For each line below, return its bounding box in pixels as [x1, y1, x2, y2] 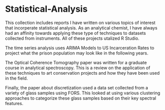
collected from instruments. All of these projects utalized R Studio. [5, 35, 139, 41]
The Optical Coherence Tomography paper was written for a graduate [5, 59, 147, 65]
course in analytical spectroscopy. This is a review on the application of [5, 65, 150, 71]
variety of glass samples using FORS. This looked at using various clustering [5, 90, 161, 96]
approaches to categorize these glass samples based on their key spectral [5, 95, 157, 101]
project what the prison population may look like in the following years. [5, 50, 149, 56]
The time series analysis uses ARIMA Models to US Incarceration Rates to [5, 45, 154, 51]
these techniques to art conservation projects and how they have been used [5, 70, 160, 76]
